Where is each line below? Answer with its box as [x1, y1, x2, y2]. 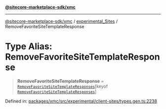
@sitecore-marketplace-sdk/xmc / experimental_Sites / [5, 18, 118, 24]
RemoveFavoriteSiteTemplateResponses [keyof [17, 83, 108, 89]
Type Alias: [5, 41, 53, 52]
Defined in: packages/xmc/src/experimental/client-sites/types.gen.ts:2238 [5, 98, 157, 104]
